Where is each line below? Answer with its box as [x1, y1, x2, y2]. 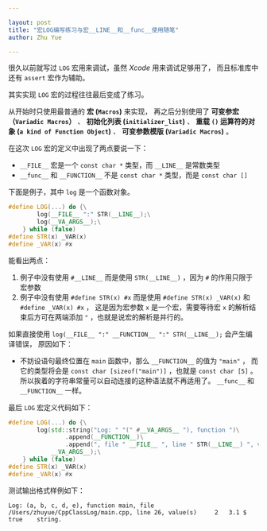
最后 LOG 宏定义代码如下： [8, 402, 93, 412]
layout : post [8, 18, 52, 26]
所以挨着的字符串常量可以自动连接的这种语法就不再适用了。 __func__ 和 [19, 375, 254, 386]
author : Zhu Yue [8, 33, 62, 41]
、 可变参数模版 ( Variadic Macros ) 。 [112, 126, 233, 136]
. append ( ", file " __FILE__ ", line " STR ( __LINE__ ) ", [64, 440, 254, 449]
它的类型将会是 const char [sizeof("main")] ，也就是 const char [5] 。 [19, 366, 258, 375]
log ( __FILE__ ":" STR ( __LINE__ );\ [37, 211, 151, 219]
